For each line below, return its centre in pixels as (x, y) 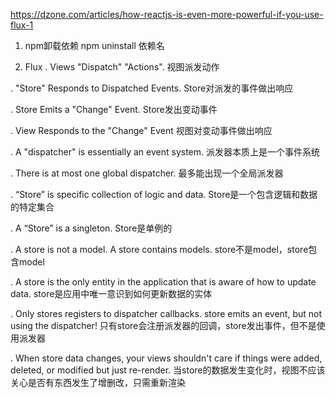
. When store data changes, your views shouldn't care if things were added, (166, 358)
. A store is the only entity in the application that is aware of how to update (163, 282)
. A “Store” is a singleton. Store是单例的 (91, 228)
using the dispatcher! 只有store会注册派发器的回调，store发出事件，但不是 (163, 325)
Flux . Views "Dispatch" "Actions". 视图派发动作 (122, 67)
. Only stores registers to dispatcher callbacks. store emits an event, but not (166, 313)
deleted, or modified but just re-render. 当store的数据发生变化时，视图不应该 (168, 370)
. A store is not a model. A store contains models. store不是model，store (159, 249)
